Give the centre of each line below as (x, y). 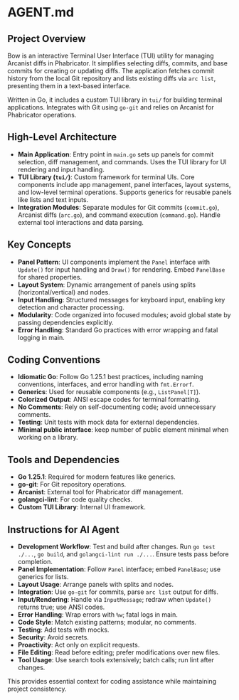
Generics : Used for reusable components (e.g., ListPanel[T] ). (109, 392)
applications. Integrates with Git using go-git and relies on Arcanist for (111, 107)
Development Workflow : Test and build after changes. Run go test (116, 547)
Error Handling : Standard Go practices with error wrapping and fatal (118, 330)
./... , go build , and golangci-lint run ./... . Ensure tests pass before (123, 554)
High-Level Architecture (62, 137)
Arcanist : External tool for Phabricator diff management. (100, 492)
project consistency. (37, 689)
